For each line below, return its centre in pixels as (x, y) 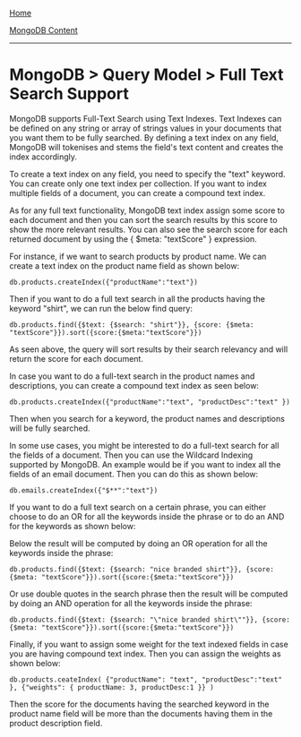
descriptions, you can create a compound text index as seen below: (134, 385)
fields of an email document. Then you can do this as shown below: (134, 474)
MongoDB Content (43, 30)
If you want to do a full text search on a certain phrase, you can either (138, 507)
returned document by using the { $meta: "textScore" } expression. (133, 239)
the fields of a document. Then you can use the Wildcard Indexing (131, 455)
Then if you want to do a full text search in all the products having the (138, 298)
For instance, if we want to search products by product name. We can (138, 256)
